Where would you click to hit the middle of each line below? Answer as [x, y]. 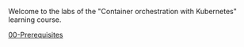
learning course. [35, 20]
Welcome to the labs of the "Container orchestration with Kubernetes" [123, 11]
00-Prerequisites [36, 35]
